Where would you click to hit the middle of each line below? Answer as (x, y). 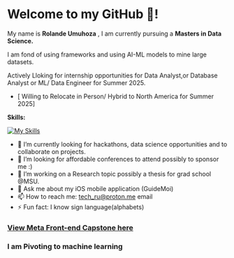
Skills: (16, 117)
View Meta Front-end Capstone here (71, 227)
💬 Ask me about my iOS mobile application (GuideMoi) (95, 188)
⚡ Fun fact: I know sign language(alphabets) (81, 207)
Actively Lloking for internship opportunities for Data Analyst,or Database (112, 75)
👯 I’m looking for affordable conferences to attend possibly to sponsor (118, 159)
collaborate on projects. (51, 151)
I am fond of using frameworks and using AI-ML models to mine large (107, 54)
